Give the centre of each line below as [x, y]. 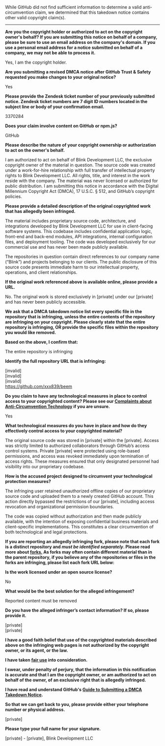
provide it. [16, 615]
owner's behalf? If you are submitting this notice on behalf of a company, [81, 37]
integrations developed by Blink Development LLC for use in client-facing [79, 226]
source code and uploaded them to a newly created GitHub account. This [79, 496]
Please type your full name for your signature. [53, 729]
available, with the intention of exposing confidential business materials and [82, 522]
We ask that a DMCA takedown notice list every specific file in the [74, 311]
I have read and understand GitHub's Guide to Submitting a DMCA [74, 690]
